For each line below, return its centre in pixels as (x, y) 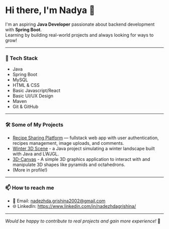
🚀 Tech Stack (22, 58)
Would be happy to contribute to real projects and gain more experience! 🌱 (83, 221)
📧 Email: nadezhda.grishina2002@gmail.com (59, 201)
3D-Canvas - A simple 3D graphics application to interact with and (81, 159)
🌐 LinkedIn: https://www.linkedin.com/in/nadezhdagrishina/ (74, 206)
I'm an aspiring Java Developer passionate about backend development (80, 24)
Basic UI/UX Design (33, 96)
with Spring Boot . (23, 29)
